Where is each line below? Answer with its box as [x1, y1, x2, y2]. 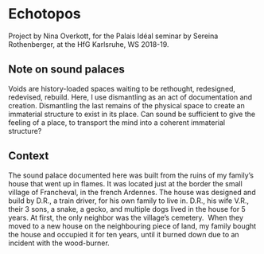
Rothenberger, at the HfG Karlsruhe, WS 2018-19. [8, 39, 169, 49]
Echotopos [8, 5, 81, 23]
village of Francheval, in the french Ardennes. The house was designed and [8, 187, 256, 197]
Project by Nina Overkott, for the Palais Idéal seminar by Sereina [8, 31, 219, 41]
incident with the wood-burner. [8, 238, 110, 248]
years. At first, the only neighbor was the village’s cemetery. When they [8, 213, 244, 222]
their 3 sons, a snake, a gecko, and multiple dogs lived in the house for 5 [8, 204, 247, 213]
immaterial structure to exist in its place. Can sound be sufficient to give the [8, 109, 256, 119]
